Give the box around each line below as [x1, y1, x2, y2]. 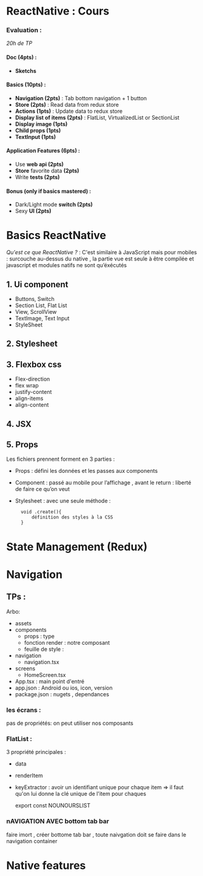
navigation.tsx [24, 658, 59, 665]
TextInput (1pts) [15, 133, 56, 140]
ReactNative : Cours [6, 4, 110, 18]
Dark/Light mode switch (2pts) [15, 201, 93, 208]
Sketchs [15, 67, 36, 74]
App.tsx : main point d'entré [15, 677, 85, 685]
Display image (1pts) [15, 120, 68, 127]
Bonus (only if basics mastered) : [6, 187, 92, 195]
